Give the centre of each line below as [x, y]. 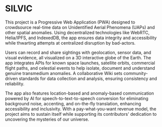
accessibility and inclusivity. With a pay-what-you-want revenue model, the [81, 109]
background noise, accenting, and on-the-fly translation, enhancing [73, 103]
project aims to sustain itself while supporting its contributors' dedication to [81, 114]
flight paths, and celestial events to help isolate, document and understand [80, 68]
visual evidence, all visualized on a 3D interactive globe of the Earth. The [78, 57]
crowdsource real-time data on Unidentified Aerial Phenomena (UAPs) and [80, 27]
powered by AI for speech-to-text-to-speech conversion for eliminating [77, 98]
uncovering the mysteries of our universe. [47, 119]
